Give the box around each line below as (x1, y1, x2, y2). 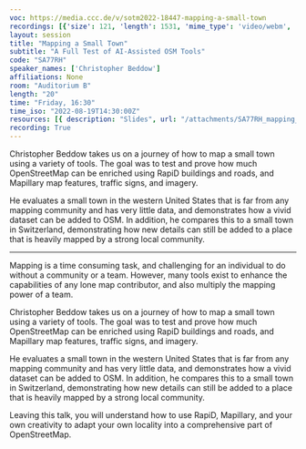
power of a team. (9, 289, 74, 300)
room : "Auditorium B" (9, 81, 92, 90)
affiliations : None (9, 73, 84, 82)
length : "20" (9, 89, 59, 98)
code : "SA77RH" (9, 56, 67, 65)
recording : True (9, 124, 71, 133)
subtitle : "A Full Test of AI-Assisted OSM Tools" (9, 47, 206, 56)
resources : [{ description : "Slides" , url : (9, 115, 178, 124)
